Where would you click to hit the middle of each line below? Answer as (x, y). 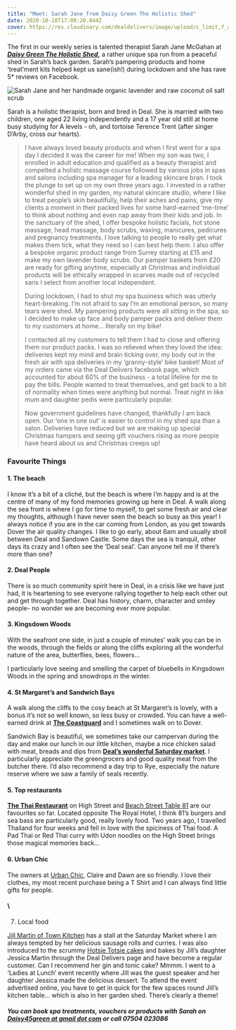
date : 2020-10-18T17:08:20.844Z (54, 20)
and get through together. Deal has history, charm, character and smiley (111, 600)
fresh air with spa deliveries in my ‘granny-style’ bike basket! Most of (124, 362)
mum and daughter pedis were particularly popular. (99, 399)
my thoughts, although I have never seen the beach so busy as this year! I (114, 516)
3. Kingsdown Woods (39, 624)
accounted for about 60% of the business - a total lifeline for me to (121, 377)
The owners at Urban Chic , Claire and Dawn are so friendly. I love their (110, 875)
